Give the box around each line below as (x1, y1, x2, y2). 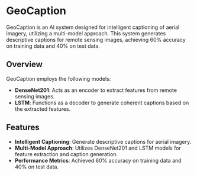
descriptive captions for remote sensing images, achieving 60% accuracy (6, 36, 186, 43)
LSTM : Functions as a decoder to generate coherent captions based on (14, 99, 189, 106)
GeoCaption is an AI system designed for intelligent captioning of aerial (6, 24, 180, 31)
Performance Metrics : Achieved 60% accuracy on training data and (14, 157, 182, 164)
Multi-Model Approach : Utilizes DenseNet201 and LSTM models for (14, 144, 182, 151)
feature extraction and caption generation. (14, 150, 118, 157)
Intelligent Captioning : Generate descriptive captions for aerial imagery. (14, 138, 192, 145)
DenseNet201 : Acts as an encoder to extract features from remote (14, 87, 177, 94)
